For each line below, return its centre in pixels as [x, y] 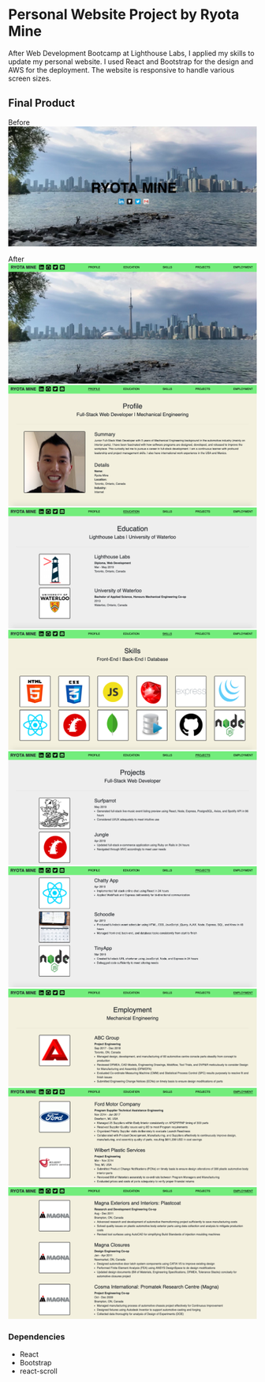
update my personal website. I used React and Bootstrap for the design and [131, 62]
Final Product [41, 103]
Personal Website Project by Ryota [124, 15]
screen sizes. [30, 78]
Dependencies [37, 1337]
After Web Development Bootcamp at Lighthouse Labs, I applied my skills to [131, 53]
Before [19, 122]
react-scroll [38, 1371]
